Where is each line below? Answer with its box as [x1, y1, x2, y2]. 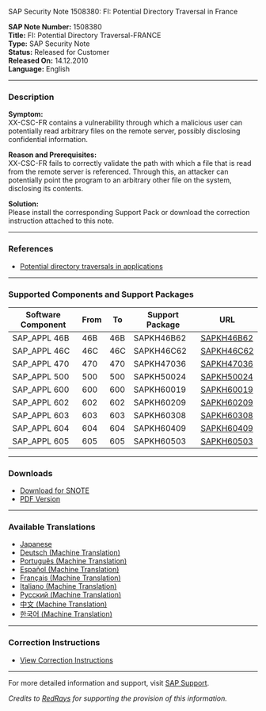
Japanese [19, 540, 53, 549]
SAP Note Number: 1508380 [8, 22, 102, 31]
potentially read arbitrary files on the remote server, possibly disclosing [8, 126, 241, 136]
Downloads [8, 467, 53, 478]
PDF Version [19, 494, 61, 504]
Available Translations [8, 521, 96, 532]
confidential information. [8, 135, 89, 144]
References [8, 244, 54, 255]
